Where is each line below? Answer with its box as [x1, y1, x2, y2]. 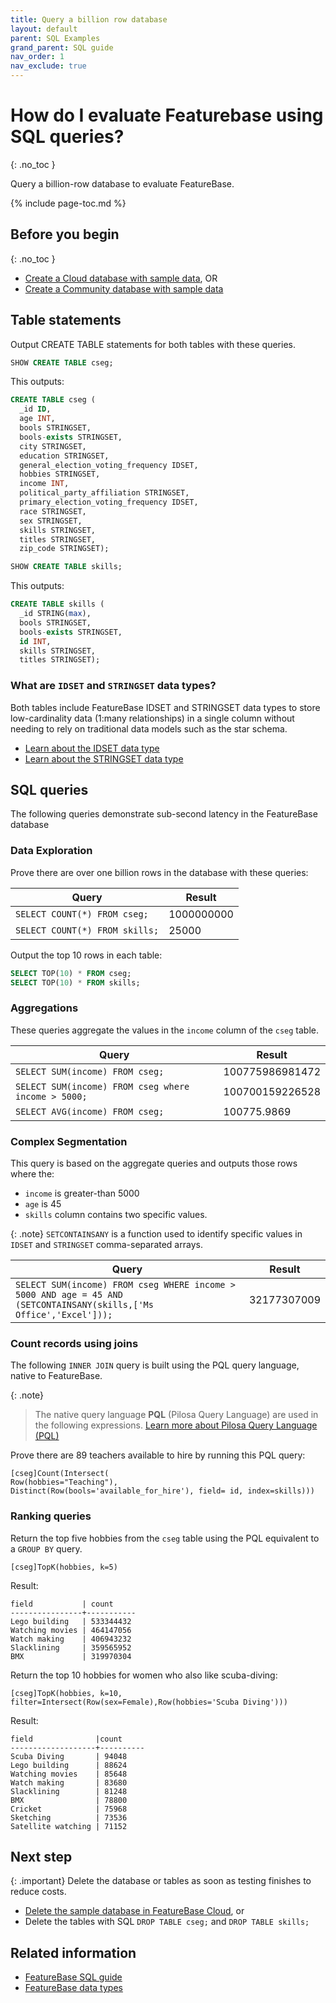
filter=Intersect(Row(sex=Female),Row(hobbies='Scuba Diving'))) [10, 1697, 288, 1707]
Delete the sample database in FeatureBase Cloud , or [24, 1905, 245, 1917]
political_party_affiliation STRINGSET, [19, 488, 190, 498]
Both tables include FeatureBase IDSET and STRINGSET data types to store [10, 701, 321, 713]
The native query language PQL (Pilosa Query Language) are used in [34, 1409, 319, 1421]
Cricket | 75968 [10, 1804, 128, 1814]
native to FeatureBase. [10, 1370, 103, 1382]
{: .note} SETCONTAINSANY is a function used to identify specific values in [10, 1228, 303, 1240]
